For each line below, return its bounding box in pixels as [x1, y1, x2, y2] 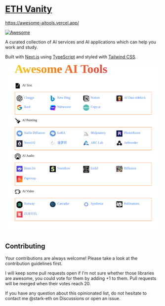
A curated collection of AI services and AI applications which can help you [5, 39, 157, 45]
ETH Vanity [5, 3, 52, 15]
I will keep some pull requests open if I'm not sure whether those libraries [5, 270, 155, 276]
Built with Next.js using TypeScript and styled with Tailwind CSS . [5, 53, 137, 60]
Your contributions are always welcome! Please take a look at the [5, 255, 138, 261]
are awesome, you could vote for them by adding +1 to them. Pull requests [5, 275, 157, 281]
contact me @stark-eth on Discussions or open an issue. [5, 295, 121, 301]
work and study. [5, 44, 38, 50]
